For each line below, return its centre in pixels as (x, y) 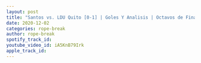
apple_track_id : (26, 51)
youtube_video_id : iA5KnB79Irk (45, 46)
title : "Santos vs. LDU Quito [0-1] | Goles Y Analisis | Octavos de (95, 17)
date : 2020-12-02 (28, 23)
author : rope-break (31, 34)
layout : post (22, 12)
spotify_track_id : (29, 40)
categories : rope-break (36, 28)
